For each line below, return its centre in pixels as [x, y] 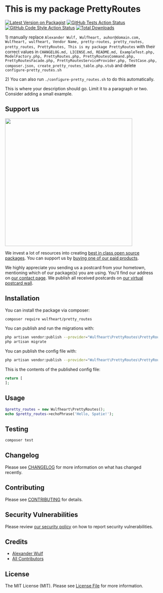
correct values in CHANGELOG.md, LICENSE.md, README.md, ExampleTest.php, [80, 52]
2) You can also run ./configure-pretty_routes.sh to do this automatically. [80, 79]
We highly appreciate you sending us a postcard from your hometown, [75, 267]
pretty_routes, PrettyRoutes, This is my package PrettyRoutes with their [80, 46]
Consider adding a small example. [39, 94]
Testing [17, 429]
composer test [19, 440]
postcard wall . [19, 283]
